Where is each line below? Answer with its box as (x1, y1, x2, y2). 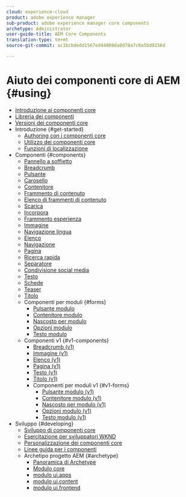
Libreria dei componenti (14, 113, 74, 120)
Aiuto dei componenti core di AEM (6, 73, 181, 87)
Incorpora (23, 208, 49, 216)
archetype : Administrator (6, 25, 71, 32)
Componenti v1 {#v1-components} (23, 337, 110, 344)
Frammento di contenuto (23, 189, 85, 196)
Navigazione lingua (23, 228, 72, 235)
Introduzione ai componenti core (14, 106, 96, 113)
